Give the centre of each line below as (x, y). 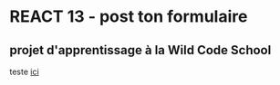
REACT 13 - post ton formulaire (129, 17)
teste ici (24, 71)
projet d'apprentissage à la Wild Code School (140, 50)
